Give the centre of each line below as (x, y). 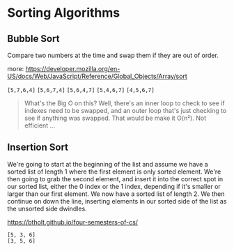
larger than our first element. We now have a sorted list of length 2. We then (116, 194)
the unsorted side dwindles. (47, 208)
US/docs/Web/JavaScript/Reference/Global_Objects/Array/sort (97, 76)
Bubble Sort (33, 39)
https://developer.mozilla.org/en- (73, 69)
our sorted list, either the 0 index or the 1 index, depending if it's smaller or (114, 186)
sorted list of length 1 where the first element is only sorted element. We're (114, 172)
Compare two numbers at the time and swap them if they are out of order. (113, 55)
